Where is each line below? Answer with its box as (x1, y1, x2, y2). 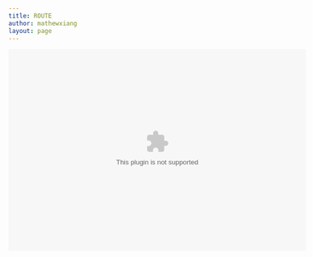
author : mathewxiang (8, 19, 78, 27)
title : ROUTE (8, 11, 52, 20)
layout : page (8, 27, 52, 35)
